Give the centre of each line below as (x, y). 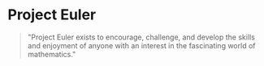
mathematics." (52, 54)
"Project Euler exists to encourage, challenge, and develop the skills (141, 37)
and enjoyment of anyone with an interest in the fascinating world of (141, 45)
